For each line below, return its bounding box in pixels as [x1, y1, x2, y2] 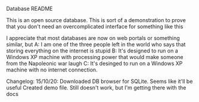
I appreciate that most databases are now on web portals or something [6, 35, 180, 41]
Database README [6, 5, 53, 12]
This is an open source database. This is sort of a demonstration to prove [6, 17, 186, 23]
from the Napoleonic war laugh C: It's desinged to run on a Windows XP [6, 60, 183, 67]
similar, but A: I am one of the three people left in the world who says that [6, 41, 186, 48]
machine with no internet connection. [6, 66, 98, 73]
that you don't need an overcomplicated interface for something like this [6, 23, 184, 30]
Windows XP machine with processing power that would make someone [6, 54, 184, 60]
